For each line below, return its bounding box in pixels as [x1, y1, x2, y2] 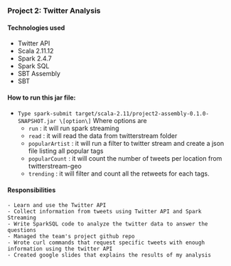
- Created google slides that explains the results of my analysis [7, 251, 212, 258]
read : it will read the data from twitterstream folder [28, 132, 178, 140]
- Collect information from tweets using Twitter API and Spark [7, 208, 202, 215]
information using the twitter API [7, 245, 113, 252]
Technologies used [7, 23, 65, 32]
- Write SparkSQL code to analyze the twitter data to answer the [7, 220, 208, 228]
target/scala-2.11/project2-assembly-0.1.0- [75, 110, 210, 117]
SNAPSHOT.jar [17, 118, 57, 125]
